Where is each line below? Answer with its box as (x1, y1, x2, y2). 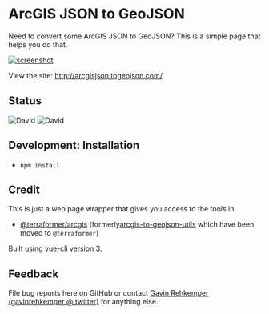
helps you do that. (8, 39, 68, 49)
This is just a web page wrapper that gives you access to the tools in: (8, 204, 236, 214)
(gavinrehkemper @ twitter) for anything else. (8, 297, 159, 307)
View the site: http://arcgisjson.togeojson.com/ (8, 70, 163, 80)
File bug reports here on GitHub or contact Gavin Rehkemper (8, 288, 209, 298)
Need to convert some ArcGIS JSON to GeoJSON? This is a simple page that (8, 31, 261, 41)
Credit (8, 183, 40, 196)
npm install (19, 161, 60, 169)
